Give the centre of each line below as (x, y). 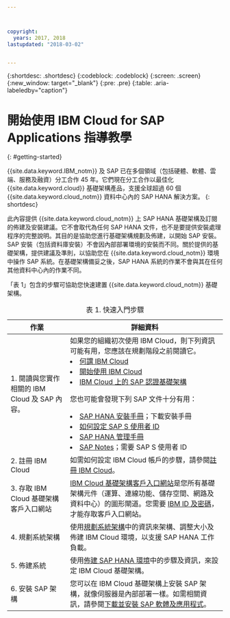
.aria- (161, 83)
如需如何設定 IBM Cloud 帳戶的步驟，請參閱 (140, 460)
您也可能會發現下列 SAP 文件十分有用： (133, 399)
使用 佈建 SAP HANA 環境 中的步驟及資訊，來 (141, 560)
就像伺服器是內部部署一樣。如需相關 (142, 594)
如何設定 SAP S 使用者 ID (119, 426)
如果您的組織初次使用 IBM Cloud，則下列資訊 (142, 341)
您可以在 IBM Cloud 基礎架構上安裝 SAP (134, 584)
